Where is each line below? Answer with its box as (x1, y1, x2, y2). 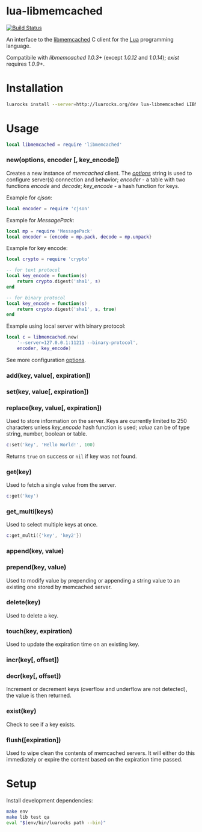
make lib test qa (6, 814, 50, 820)
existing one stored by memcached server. (6, 583, 112, 590)
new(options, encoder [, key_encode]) (6, 155, 120, 164)
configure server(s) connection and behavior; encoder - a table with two (6, 176, 186, 183)
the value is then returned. (6, 692, 72, 699)
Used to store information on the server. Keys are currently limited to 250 (6, 418, 188, 425)
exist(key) (6, 707, 37, 715)
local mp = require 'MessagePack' (6, 228, 93, 234)
